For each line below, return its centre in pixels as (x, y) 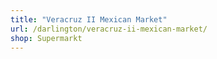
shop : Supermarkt (46, 38)
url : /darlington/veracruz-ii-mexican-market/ (109, 29)
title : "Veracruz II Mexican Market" (89, 19)
